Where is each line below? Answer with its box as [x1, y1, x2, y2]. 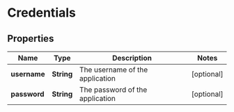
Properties [7, 33, 54, 45]
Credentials [7, 5, 77, 21]
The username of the [79, 65, 148, 74]
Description [112, 54, 152, 63]
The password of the [79, 85, 148, 95]
